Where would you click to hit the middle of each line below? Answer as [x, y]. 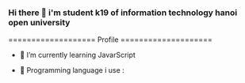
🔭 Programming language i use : [72, 70]
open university [39, 22]
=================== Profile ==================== [110, 40]
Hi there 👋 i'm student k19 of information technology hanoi [123, 13]
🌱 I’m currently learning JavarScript [78, 55]
